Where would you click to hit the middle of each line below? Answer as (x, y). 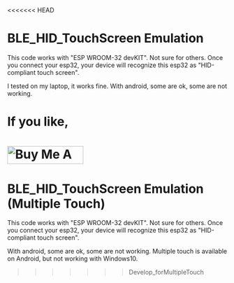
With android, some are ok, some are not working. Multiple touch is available (117, 252)
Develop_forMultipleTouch (167, 273)
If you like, (38, 122)
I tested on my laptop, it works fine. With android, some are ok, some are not (117, 86)
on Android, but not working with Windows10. (73, 259)
